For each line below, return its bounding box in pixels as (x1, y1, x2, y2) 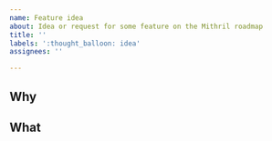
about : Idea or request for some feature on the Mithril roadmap (9, 22, 263, 31)
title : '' (9, 30, 47, 39)
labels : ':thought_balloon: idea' (9, 38, 141, 48)
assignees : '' (9, 47, 64, 56)
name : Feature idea (9, 13, 84, 23)
